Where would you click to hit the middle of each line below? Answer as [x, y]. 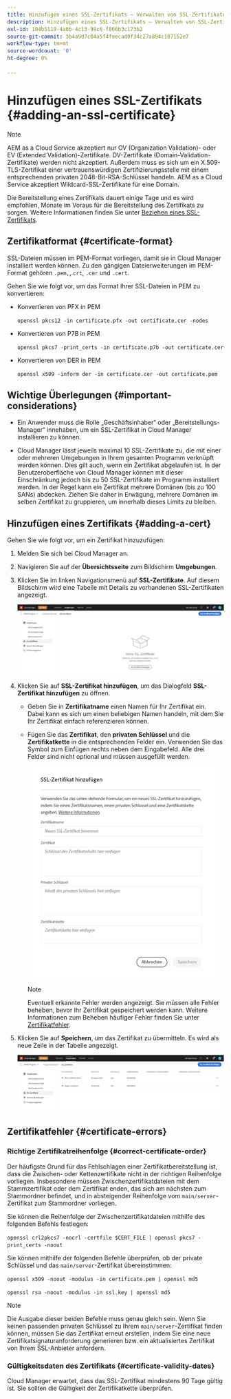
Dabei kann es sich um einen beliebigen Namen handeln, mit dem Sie [125, 713]
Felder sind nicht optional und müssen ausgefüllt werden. [109, 756]
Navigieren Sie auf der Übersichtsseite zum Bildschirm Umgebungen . [117, 567]
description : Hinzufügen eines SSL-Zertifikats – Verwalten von [101, 22]
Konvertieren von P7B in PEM [58, 333]
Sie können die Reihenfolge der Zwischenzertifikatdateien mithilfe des [106, 1216]
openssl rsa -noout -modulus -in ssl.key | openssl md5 [89, 1292]
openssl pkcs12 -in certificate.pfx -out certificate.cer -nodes [112, 321]
